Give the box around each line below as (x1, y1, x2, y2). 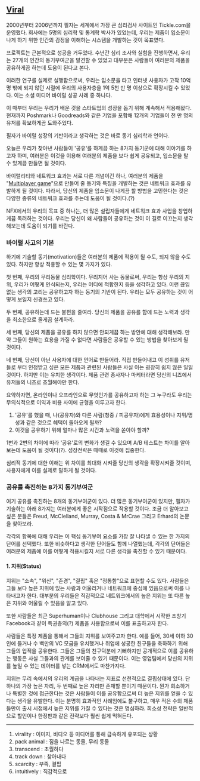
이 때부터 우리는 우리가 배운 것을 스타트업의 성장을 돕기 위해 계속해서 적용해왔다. (6, 104, 192, 111)
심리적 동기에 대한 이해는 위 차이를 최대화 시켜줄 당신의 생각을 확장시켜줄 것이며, (6, 459, 192, 466)
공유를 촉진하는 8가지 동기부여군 (6, 483, 93, 491)
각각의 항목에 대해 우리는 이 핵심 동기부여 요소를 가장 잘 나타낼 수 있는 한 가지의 (6, 533, 190, 540)
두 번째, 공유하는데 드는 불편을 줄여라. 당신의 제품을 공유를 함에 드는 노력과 (6, 309, 179, 316)
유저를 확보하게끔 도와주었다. (6, 119, 73, 126)
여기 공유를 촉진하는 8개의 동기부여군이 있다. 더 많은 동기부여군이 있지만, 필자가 (6, 498, 190, 505)
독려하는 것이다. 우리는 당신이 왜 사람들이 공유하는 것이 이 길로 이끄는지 (17, 214, 183, 222)
